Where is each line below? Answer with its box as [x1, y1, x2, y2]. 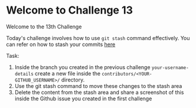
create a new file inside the [34, 70, 101, 77]
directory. [61, 76, 85, 83]
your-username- [151, 64, 189, 71]
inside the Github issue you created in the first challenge [14, 95, 152, 102]
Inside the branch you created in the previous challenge [14, 63, 151, 71]
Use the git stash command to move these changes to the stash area [14, 82, 182, 89]
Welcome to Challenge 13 [6, 4, 133, 17]
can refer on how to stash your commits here [6, 41, 116, 48]
